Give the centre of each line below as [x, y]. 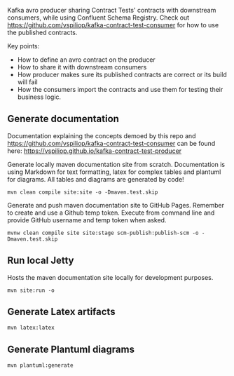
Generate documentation [63, 119]
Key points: [23, 46]
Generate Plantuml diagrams [71, 349]
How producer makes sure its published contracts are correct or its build [122, 74]
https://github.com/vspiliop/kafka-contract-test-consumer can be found [111, 143]
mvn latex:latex [31, 328]
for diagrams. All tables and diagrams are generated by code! [96, 179]
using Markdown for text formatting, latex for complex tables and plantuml [114, 172]
